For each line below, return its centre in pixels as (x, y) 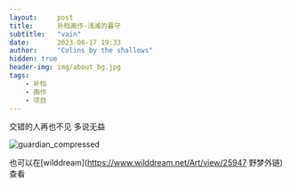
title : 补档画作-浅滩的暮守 (65, 26)
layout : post (41, 17)
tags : (19, 76)
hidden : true (33, 59)
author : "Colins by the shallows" (81, 51)
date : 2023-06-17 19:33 (65, 42)
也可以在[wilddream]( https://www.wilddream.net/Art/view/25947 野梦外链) (146, 163)
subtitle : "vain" (45, 34)
